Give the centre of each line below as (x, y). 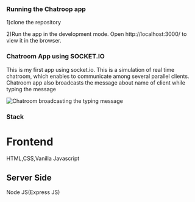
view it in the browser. (34, 41)
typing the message (31, 89)
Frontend (30, 141)
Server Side (29, 177)
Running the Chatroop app (46, 9)
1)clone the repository (34, 23)
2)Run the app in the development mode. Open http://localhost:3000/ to (97, 34)
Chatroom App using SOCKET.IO (55, 57)
